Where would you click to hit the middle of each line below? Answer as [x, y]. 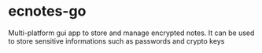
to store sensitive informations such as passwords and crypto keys [116, 41]
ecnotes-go [47, 11]
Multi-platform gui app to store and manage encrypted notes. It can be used [131, 33]
